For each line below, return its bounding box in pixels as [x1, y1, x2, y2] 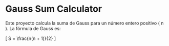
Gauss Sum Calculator [5, 3, 102, 15]
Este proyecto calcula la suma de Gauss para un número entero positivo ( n [5, 20, 164, 26]
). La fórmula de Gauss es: [5, 25, 61, 31]
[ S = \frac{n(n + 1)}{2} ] [5, 35, 56, 41]
